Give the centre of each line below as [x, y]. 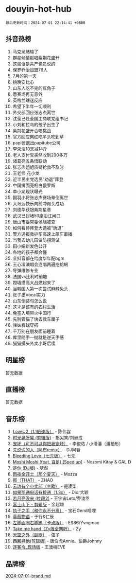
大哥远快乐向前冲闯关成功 [38, 203]
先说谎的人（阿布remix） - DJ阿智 [46, 450]
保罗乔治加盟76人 [30, 70]
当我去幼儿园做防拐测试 [36, 240]
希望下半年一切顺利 [32, 106]
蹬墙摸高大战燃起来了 [34, 283]
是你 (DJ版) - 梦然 [30, 468]
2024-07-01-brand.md [28, 576]
